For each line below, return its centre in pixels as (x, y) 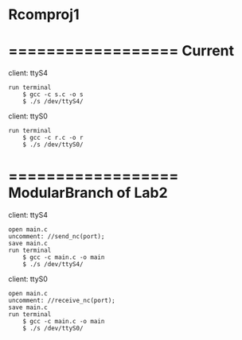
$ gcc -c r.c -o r (53, 138)
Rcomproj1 (44, 15)
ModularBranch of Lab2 (88, 193)
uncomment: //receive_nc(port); (62, 301)
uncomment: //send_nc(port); (57, 237)
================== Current (121, 51)
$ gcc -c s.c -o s (53, 95)
